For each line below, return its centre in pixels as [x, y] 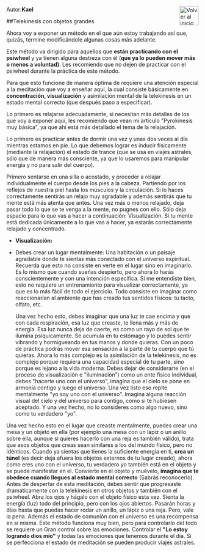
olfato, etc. [29, 304]
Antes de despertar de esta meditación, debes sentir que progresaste [94, 484]
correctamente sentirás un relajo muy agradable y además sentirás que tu [99, 196]
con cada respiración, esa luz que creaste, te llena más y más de [97, 323]
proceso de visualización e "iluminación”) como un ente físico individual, [106, 375]
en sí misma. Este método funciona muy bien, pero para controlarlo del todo [102, 523]
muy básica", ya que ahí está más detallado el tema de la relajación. [92, 127]
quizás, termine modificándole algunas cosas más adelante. [81, 39]
